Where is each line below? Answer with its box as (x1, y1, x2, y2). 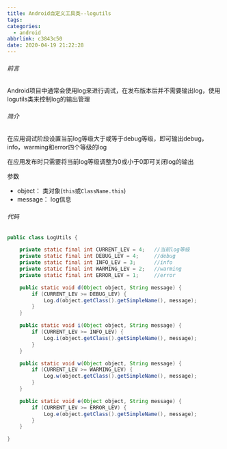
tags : (7, 16, 23, 23)
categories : (7, 23, 41, 29)
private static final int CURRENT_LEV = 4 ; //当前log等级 (19, 246, 190, 254)
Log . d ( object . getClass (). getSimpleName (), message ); (43, 297, 197, 304)
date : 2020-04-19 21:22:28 (7, 42, 84, 49)
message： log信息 (16, 195, 72, 204)
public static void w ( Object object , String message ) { (19, 360, 183, 367)
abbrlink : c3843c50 (7, 36, 63, 43)
